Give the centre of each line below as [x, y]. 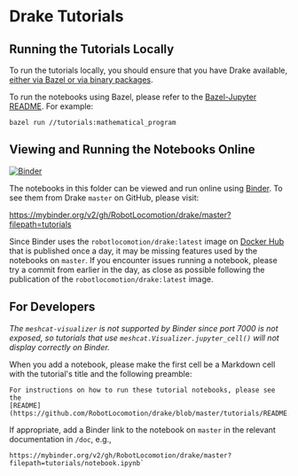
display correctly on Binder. [59, 347]
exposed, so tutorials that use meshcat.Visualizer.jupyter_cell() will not [144, 338]
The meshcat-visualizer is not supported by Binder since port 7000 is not [144, 328]
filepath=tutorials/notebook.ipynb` [77, 463]
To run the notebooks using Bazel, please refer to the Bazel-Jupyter [133, 97]
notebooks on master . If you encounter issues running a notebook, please [143, 260]
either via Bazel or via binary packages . [81, 80]
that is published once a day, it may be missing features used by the [133, 251]
